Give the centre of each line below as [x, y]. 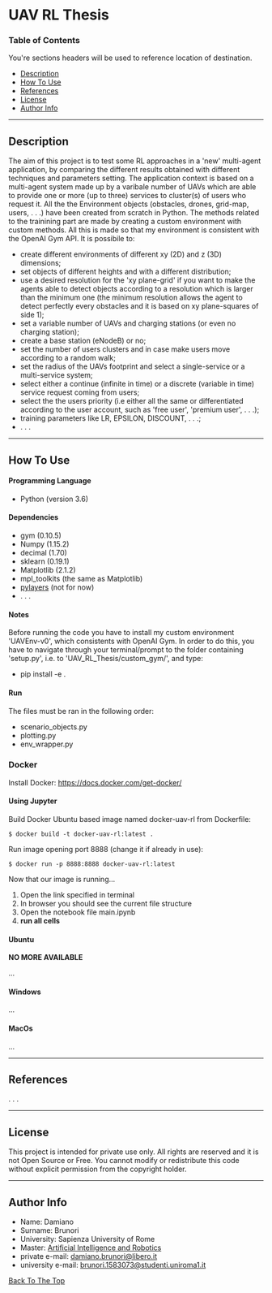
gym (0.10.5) [41, 536]
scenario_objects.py [53, 727]
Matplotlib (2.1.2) [48, 570]
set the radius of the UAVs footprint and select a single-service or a [132, 366]
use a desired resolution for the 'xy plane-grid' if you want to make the [138, 280]
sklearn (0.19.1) [45, 561]
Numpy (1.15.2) [45, 544]
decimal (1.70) [43, 553]
